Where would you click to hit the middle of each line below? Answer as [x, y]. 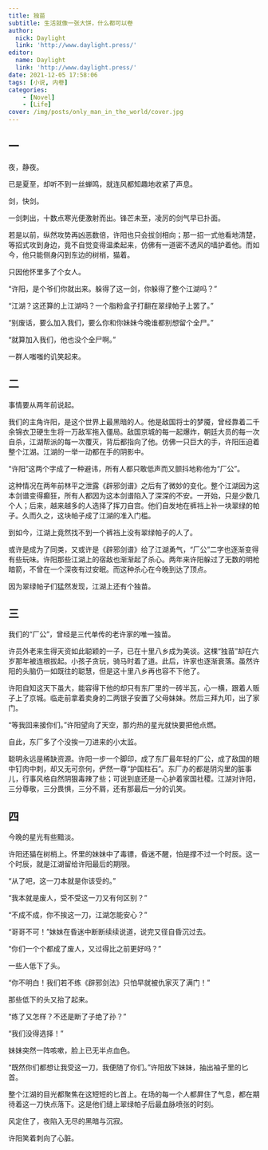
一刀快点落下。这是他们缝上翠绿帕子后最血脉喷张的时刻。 [123, 1105]
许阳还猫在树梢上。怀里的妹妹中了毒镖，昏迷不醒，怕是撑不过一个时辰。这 [130, 854]
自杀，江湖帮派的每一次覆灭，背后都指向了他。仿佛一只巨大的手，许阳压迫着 [134, 441]
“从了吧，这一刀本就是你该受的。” [62, 881]
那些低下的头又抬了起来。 [50, 1000]
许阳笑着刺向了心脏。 [43, 1138]
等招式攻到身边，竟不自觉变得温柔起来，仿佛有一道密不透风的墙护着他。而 [130, 245]
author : [21, 30]
